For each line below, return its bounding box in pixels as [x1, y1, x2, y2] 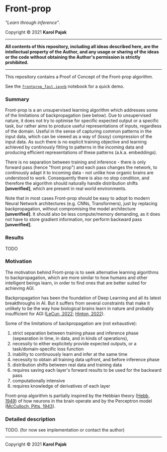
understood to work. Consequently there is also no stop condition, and [5, 175, 150, 181]
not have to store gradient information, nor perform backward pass [5, 216, 143, 222]
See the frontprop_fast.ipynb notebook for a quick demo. [5, 83, 125, 89]
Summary [5, 96, 30, 103]
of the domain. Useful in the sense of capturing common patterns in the [5, 128, 152, 135]
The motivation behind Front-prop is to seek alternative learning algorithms [5, 269, 159, 275]
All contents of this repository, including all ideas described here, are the [5, 43, 159, 49]
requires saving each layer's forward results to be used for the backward [12, 367, 162, 373]
